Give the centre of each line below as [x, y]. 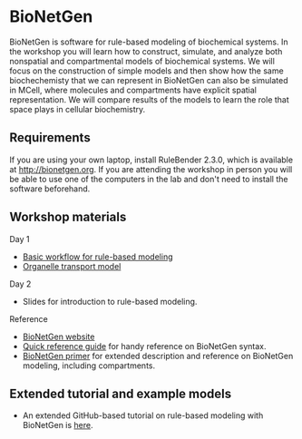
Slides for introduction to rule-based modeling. [110, 301]
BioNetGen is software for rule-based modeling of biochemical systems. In [149, 42]
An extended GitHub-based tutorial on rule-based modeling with [143, 415]
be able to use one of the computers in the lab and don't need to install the [149, 179]
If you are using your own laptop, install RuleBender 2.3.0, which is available [151, 160]
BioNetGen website [58, 337]
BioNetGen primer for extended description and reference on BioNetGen [158, 356]
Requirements [50, 138]
